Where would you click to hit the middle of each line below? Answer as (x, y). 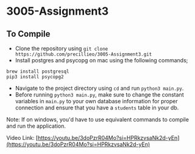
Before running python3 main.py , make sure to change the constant (99, 95)
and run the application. (36, 126)
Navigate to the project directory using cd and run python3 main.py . (99, 88)
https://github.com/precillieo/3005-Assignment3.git (83, 54)
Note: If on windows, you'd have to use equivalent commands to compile (97, 119)
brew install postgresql (38, 71)
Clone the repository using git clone (62, 48)
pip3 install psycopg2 (35, 77)
